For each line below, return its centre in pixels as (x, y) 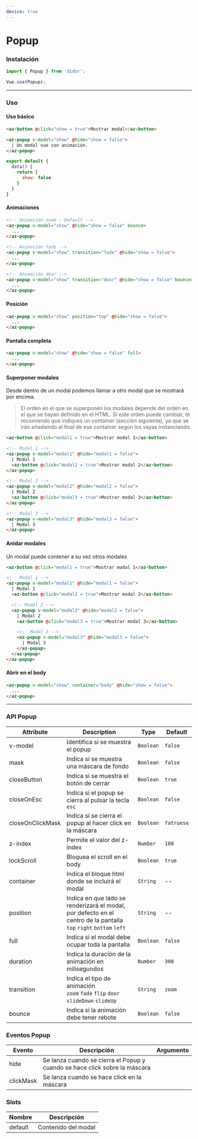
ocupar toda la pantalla (98, 945)
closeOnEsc (26, 799)
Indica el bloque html (96, 874)
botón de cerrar (88, 783)
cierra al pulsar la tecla (98, 800)
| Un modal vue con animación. (50, 145)
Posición (17, 303)
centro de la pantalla (95, 920)
